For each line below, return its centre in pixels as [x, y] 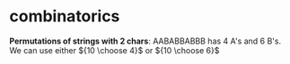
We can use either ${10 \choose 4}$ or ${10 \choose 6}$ [114, 50]
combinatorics [65, 16]
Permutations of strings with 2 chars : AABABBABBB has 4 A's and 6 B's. [145, 41]
